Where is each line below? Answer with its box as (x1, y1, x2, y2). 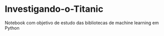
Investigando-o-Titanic (5, 3, 104, 15)
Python (5, 25, 20, 31)
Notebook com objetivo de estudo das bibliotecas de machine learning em (5, 20, 159, 26)
